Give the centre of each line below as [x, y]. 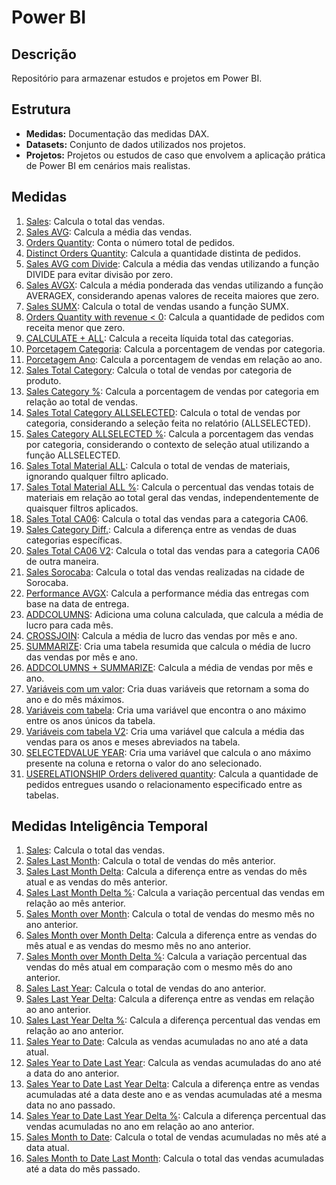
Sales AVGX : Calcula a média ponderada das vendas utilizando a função [174, 285]
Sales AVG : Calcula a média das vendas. [109, 232]
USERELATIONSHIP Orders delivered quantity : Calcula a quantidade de [172, 773]
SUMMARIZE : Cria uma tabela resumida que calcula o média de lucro [168, 646]
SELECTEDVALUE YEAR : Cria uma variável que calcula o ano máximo [168, 752]
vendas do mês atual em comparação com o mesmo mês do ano [159, 967]
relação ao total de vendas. [82, 402]
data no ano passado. [70, 1105]
